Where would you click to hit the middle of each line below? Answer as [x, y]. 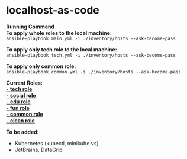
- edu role [18, 102]
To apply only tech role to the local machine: [62, 49]
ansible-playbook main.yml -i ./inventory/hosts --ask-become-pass [91, 38]
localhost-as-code [53, 10]
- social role [21, 95]
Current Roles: [24, 83]
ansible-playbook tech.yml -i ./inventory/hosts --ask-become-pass [91, 55]
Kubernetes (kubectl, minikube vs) [57, 143]
